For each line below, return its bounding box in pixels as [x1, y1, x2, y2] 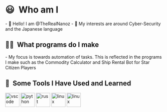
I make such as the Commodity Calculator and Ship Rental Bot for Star [5, 59, 150, 65]
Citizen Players [5, 64, 36, 70]
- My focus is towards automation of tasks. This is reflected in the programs [5, 54, 162, 60]
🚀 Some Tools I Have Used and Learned [5, 79, 131, 88]
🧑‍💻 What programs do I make [5, 41, 99, 49]
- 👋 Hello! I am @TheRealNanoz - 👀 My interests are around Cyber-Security [5, 21, 161, 27]
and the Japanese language [5, 26, 63, 32]
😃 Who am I [5, 4, 59, 16]
